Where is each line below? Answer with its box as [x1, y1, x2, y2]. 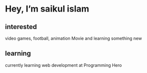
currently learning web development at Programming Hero [5, 62, 122, 68]
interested [5, 23, 37, 31]
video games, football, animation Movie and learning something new [5, 35, 142, 41]
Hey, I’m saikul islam [5, 3, 90, 15]
